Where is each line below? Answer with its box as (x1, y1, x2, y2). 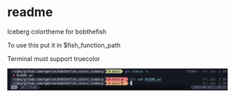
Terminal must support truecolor (7, 54, 101, 63)
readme (7, 4, 53, 20)
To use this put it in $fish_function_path (7, 41, 121, 49)
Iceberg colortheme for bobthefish (7, 27, 107, 36)
